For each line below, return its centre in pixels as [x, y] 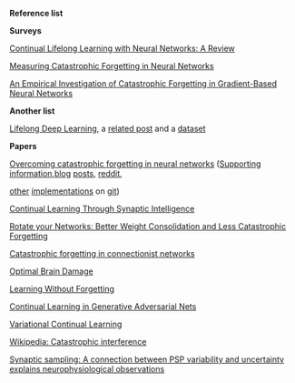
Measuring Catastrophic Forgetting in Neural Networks [112, 66]
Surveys [26, 30]
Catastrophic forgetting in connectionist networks [102, 253]
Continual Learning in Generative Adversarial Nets [103, 307]
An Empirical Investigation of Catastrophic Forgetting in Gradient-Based [143, 84]
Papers [23, 146]
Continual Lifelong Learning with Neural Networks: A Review [123, 48]
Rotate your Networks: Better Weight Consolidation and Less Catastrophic [148, 226]
